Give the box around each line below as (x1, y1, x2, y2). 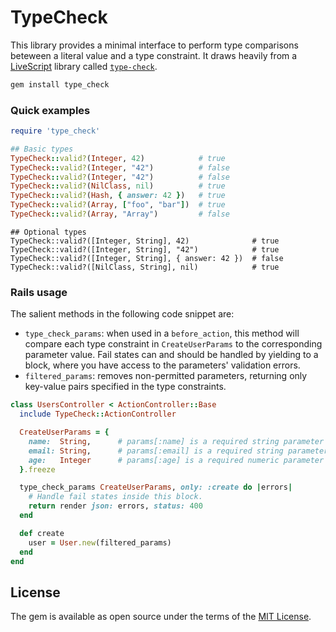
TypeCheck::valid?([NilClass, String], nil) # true (10, 262, 280, 272)
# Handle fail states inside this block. (28, 492, 203, 502)
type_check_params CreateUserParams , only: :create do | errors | (19, 482, 293, 493)
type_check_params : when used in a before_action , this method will (24, 327, 300, 340)
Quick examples (10, 103, 91, 117)
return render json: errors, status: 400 (28, 501, 203, 511)
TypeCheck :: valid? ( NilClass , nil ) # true (10, 181, 226, 191)
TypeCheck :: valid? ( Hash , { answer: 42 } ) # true (10, 191, 226, 201)
